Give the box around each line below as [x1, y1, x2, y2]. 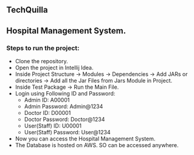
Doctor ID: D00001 [24, 109, 71, 117]
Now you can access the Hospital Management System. [15, 135, 156, 142]
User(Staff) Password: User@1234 [24, 129, 111, 136]
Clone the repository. [15, 58, 68, 65]
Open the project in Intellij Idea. [15, 64, 94, 72]
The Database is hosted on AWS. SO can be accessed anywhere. [15, 142, 179, 149]
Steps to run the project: [6, 44, 80, 52]
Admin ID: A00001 [24, 97, 70, 104]
